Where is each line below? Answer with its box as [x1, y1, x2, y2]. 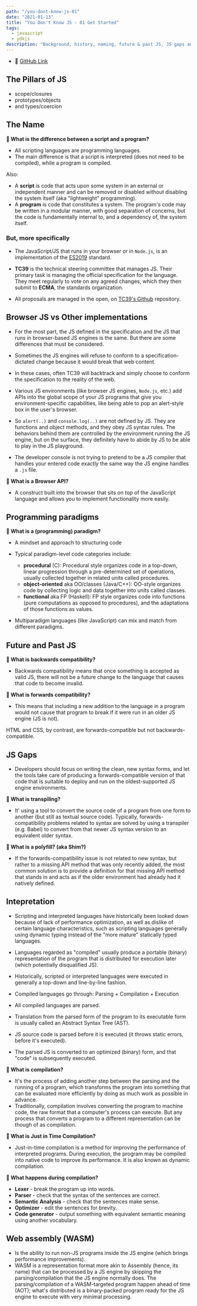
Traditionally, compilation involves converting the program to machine [14, 1102, 184, 1109]
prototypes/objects [14, 96, 61, 103]
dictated [14, 358, 35, 365]
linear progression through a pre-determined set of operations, [23, 568, 176, 575]
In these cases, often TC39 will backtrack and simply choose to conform [14, 369, 190, 376]
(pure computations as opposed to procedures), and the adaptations [23, 599, 189, 606]
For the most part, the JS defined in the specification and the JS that [14, 328, 181, 335]
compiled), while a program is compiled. [14, 159, 112, 166]
